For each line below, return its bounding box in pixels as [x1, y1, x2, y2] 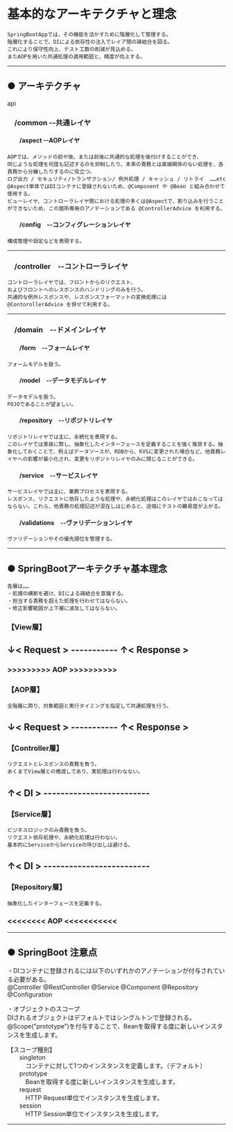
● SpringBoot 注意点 [7, 947, 98, 958]
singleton [19, 1053, 46, 1061]
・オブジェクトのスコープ [7, 1004, 80, 1013]
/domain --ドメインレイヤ [14, 325, 106, 335]
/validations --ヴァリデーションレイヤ [19, 518, 133, 526]
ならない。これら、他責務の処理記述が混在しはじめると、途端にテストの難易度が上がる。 [7, 503, 224, 510]
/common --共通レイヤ [14, 117, 92, 127]
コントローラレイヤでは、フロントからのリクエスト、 [7, 279, 137, 286]
